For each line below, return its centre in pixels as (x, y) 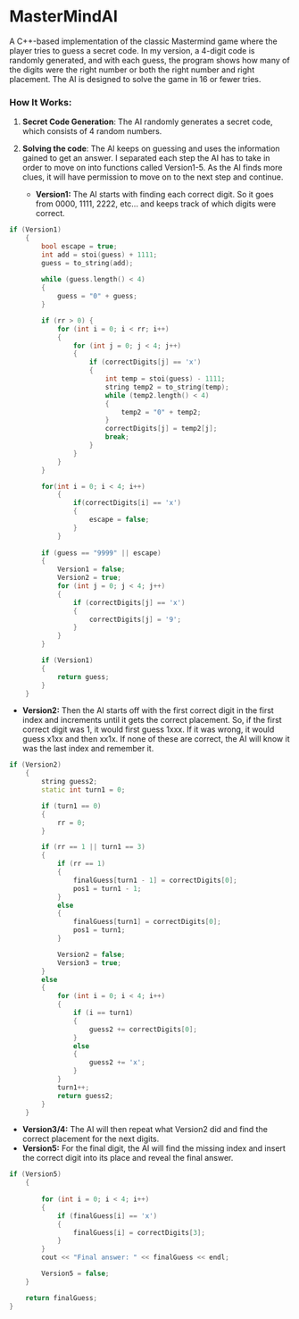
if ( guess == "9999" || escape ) (102, 553)
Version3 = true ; (89, 962)
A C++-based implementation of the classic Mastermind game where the (144, 41)
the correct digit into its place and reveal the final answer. (128, 1158)
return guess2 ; (85, 1096)
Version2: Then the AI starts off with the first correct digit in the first (148, 710)
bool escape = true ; (79, 246)
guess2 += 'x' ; (117, 1063)
